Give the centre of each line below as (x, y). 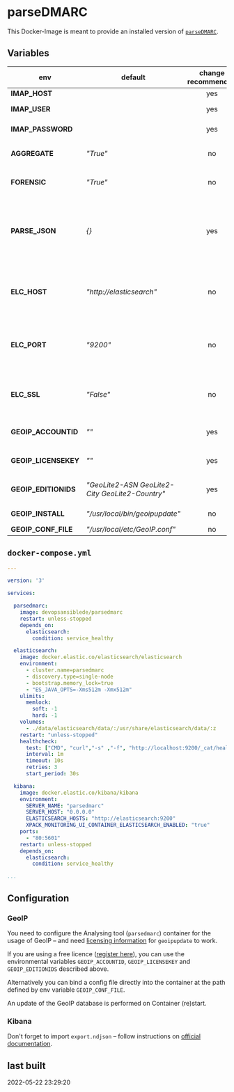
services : (22, 593)
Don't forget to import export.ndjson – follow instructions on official (104, 1036)
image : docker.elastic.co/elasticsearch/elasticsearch (101, 657)
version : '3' (26, 581)
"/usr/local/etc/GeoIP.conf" (131, 529)
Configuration (38, 898)
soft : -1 (45, 709)
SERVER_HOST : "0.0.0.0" (60, 812)
